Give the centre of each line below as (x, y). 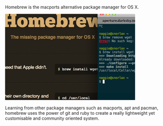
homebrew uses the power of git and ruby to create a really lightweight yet (80, 113)
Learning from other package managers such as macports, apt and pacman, (82, 108)
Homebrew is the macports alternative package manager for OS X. (72, 7)
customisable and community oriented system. (52, 118)
